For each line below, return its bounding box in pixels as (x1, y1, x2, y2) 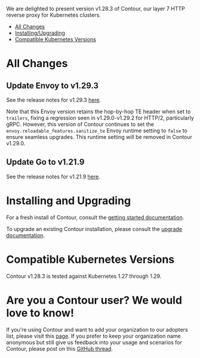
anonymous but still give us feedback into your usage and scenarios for (6, 338, 182, 346)
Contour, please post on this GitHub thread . (6, 345, 113, 352)
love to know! (6, 306, 75, 320)
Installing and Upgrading (6, 194, 131, 207)
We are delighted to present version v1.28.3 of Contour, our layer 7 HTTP (6, 5, 185, 12)
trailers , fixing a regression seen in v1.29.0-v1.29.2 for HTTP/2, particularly (6, 114, 194, 122)
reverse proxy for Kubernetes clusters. (6, 11, 101, 19)
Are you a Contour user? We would (6, 293, 183, 307)
